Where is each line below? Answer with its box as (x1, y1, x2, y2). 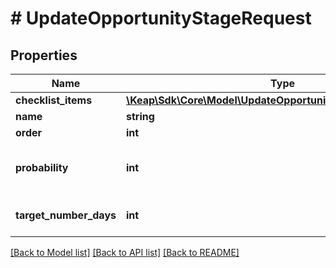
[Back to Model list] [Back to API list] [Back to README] (10, 247, 240, 258)
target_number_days (15, 208, 117, 222)
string (125, 110, 155, 123)
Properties (10, 47, 78, 64)
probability (15, 161, 69, 174)
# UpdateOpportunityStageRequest (10, 7, 312, 30)
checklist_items (15, 93, 93, 107)
